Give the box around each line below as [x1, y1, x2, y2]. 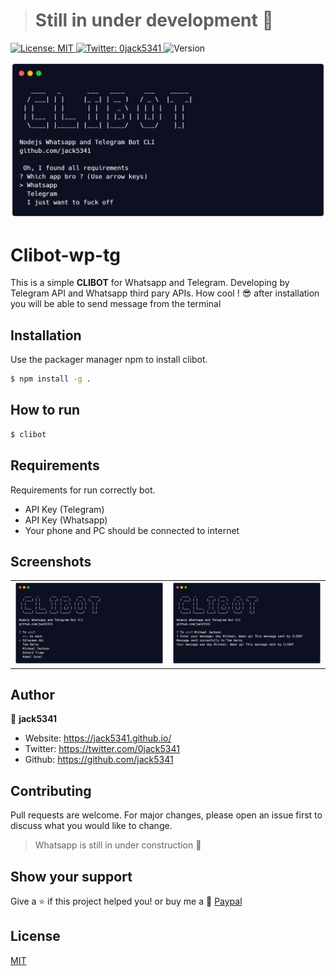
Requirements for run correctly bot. [10, 484, 156, 496]
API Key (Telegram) [24, 503, 105, 515]
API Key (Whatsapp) [24, 514, 108, 526]
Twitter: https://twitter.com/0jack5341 [24, 743, 180, 755]
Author [10, 686, 55, 703]
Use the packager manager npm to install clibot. [10, 354, 208, 366]
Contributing [10, 782, 92, 799]
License [10, 928, 61, 945]
